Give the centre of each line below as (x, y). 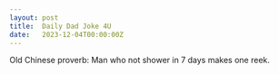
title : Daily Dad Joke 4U (60, 26)
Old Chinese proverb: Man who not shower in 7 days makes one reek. (140, 60)
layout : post (34, 18)
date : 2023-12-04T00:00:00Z (67, 34)
